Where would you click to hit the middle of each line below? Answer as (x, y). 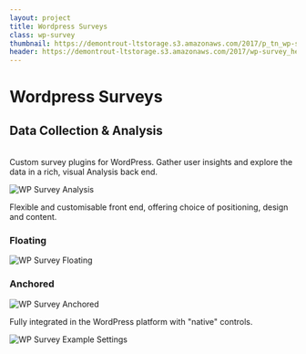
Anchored (32, 284)
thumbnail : (30, 43)
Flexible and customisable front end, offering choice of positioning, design (149, 207)
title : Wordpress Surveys (58, 26)
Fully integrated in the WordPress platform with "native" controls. (131, 321)
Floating (28, 241)
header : (24, 52)
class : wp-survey (42, 35)
